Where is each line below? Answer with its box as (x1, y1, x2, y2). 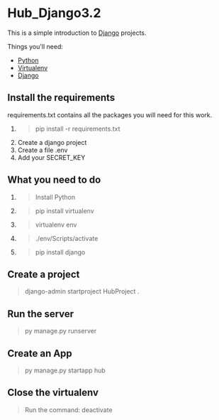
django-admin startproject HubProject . (24, 287, 140, 296)
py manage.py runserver (24, 327, 97, 335)
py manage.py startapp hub (24, 366, 106, 375)
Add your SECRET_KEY (17, 153, 86, 161)
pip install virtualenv (35, 206, 94, 215)
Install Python (35, 193, 76, 201)
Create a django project (17, 138, 87, 146)
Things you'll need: (7, 42, 64, 50)
